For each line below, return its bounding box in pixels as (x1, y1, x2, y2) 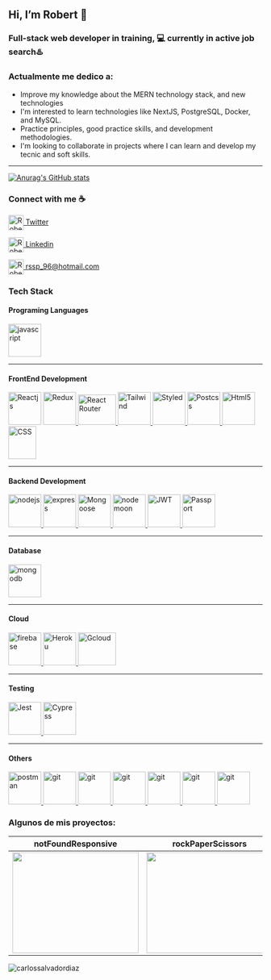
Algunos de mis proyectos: (8, 817, 116, 828)
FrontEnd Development (8, 373, 87, 383)
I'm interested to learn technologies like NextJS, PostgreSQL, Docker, (19, 106, 251, 116)
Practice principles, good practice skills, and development (19, 123, 214, 133)
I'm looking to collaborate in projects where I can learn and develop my (19, 140, 256, 150)
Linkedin (25, 239, 54, 248)
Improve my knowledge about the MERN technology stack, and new (19, 90, 246, 99)
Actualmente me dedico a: (8, 71, 114, 82)
